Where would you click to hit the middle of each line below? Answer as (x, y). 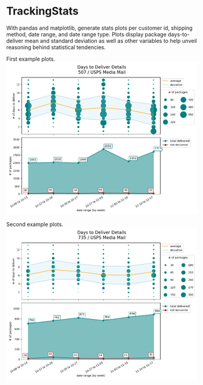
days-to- (178, 34)
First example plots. (31, 59)
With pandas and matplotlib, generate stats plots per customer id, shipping (99, 28)
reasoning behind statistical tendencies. (56, 47)
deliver (15, 41)
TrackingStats (42, 11)
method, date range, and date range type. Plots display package (86, 34)
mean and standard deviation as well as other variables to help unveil (111, 41)
